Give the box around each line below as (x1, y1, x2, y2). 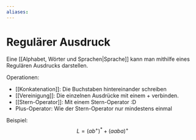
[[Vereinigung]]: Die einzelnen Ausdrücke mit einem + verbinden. (15, 92, 179, 99)
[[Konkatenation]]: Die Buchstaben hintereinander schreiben (15, 85, 167, 93)
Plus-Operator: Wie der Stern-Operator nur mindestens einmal (15, 105, 172, 112)
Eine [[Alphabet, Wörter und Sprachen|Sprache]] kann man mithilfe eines (6, 55, 191, 63)
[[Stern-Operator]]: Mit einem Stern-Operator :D (15, 98, 136, 105)
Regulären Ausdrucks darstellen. (6, 61, 89, 69)
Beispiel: (6, 116, 28, 124)
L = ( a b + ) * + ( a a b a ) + (76, 126, 129, 135)
